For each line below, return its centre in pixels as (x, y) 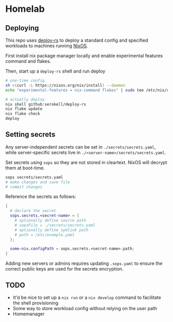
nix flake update (24, 109)
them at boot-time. (25, 168)
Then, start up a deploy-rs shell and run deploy (55, 71)
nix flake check (23, 114)
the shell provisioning (35, 303)
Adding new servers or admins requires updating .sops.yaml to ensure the (84, 263)
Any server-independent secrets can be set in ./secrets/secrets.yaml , (81, 147)
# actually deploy (25, 99)
